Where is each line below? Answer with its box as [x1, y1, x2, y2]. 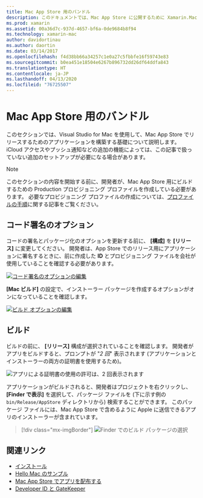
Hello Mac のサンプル [14, 470, 68, 477]
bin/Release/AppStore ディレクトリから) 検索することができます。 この [6, 398, 182, 405]
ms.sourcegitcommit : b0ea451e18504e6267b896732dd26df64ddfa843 [6, 59, 169, 65]
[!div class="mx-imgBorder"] [21, 426, 94, 433]
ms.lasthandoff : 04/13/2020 [6, 76, 77, 82]
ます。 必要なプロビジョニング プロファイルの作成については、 [11, 193, 167, 200]
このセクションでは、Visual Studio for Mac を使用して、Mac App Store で [6, 130, 189, 138]
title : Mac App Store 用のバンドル [6, 8, 91, 15]
